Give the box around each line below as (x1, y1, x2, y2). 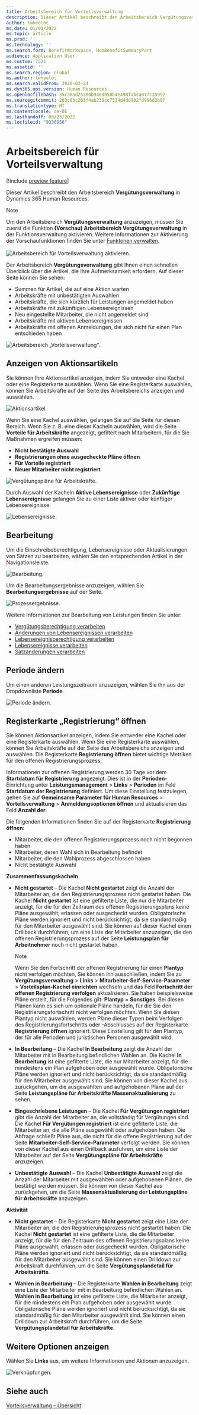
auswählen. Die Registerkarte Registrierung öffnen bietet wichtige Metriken (6, 751, 192, 758)
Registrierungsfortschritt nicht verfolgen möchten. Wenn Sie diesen (14, 1009, 179, 1016)
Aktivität (6, 1206, 28, 1214)
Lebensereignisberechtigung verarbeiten (14, 635, 114, 643)
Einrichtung (6, 781, 34, 788)
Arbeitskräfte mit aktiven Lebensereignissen (14, 317, 123, 324)
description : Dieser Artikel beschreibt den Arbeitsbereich (6, 14, 158, 20)
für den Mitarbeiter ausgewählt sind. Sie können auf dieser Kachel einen (14, 922, 191, 929)
